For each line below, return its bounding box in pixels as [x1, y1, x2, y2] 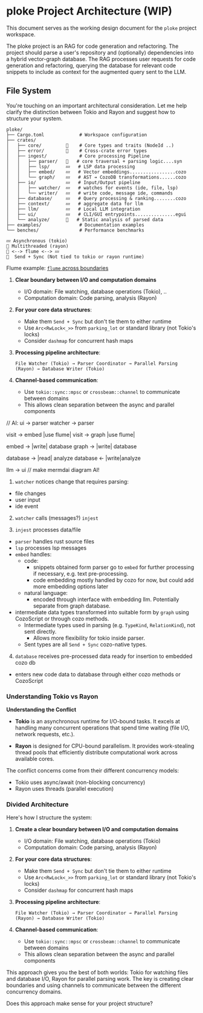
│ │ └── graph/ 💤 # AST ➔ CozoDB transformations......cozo [6, 174, 187, 180]
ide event [14, 502, 39, 510]
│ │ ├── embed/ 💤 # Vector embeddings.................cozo [6, 168, 187, 175]
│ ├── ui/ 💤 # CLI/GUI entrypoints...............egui [6, 211, 187, 218]
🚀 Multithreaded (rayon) [6, 243, 69, 249]
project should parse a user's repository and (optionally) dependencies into [6, 48, 195, 56]
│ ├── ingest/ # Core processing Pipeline [6, 153, 150, 159]
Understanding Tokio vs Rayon [6, 692, 98, 700]
